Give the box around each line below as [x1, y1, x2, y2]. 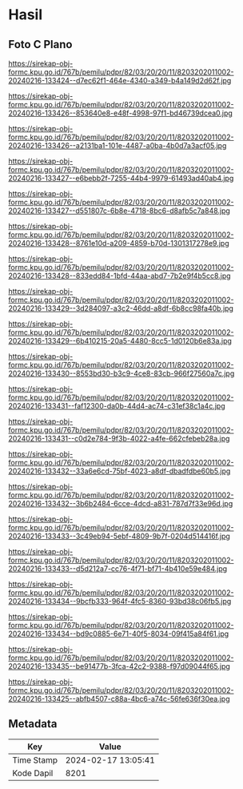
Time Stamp [12, 755, 58, 766]
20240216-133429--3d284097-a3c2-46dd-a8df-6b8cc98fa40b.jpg [8, 304, 234, 313]
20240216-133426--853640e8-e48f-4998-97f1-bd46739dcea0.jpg [8, 108, 233, 118]
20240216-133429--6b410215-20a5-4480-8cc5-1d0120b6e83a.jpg [8, 336, 232, 345]
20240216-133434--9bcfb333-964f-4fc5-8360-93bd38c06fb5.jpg [8, 597, 232, 606]
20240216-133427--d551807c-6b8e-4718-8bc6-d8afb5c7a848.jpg [8, 206, 230, 215]
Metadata [8, 717, 58, 731]
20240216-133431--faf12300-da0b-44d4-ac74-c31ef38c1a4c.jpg [8, 401, 225, 410]
